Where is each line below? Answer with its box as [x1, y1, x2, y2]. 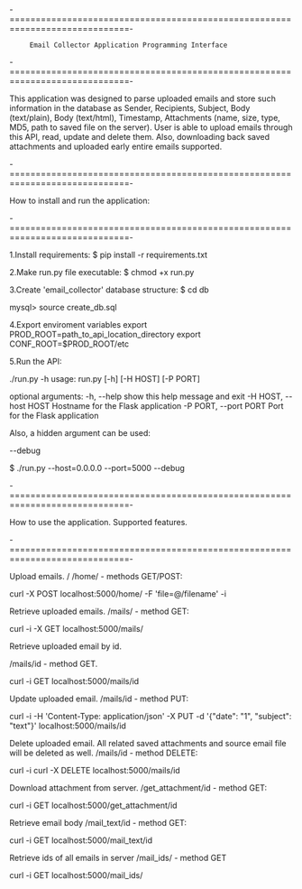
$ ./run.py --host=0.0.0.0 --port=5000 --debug [9, 463, 185, 473]
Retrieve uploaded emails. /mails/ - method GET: [9, 606, 189, 616]
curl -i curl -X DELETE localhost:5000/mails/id [9, 765, 180, 775]
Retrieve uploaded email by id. [9, 641, 122, 652]
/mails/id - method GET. [9, 659, 98, 669]
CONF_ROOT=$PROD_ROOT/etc [9, 338, 129, 349]
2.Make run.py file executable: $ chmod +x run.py [9, 267, 195, 277]
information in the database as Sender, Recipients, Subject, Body [9, 103, 251, 113]
